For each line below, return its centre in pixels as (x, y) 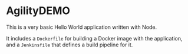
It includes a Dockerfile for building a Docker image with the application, (94, 38)
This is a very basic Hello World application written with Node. (82, 27)
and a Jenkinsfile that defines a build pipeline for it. (70, 45)
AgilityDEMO (38, 11)
